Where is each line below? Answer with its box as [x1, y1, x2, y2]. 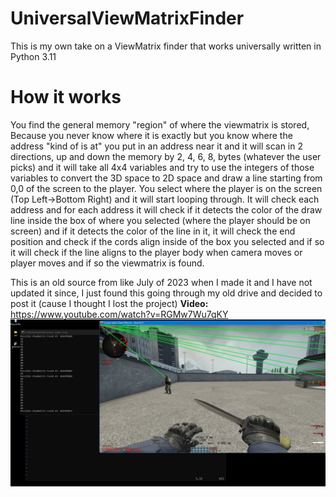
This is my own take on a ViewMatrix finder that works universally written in [10, 40, 322, 52]
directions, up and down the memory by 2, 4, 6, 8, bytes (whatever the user [10, 150, 322, 162]
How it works [10, 86, 122, 109]
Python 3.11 [10, 50, 57, 62]
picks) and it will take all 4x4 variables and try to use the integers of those [10, 161, 315, 173]
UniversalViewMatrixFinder [10, 7, 245, 30]
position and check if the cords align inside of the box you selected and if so [10, 235, 325, 247]
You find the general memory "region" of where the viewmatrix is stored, [10, 118, 310, 131]
